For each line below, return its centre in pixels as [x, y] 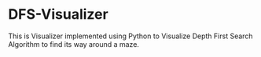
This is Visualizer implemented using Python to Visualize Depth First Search [130, 36]
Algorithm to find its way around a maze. [74, 44]
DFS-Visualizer [58, 14]
